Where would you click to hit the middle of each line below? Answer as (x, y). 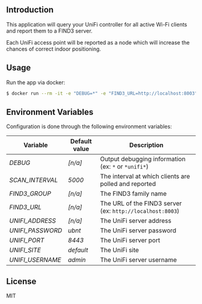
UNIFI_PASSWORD (36, 231)
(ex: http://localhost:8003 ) (140, 211)
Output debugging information (143, 159)
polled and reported (128, 184)
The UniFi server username (139, 260)
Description (146, 145)
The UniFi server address (136, 221)
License (21, 281)
